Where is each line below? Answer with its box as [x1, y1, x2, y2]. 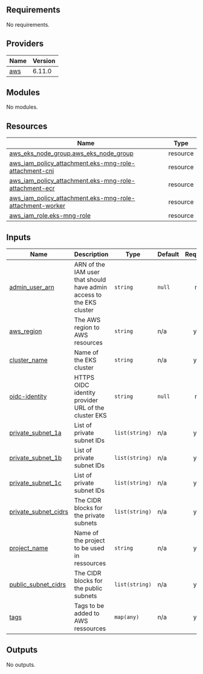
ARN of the [74, 260, 106, 269]
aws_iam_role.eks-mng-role [9, 212, 91, 220]
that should [74, 275, 106, 284]
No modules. [6, 103, 38, 111]
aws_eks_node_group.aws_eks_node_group [9, 149, 134, 158]
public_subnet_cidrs [9, 581, 66, 589]
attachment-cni [9, 167, 54, 175]
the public [74, 584, 103, 593]
